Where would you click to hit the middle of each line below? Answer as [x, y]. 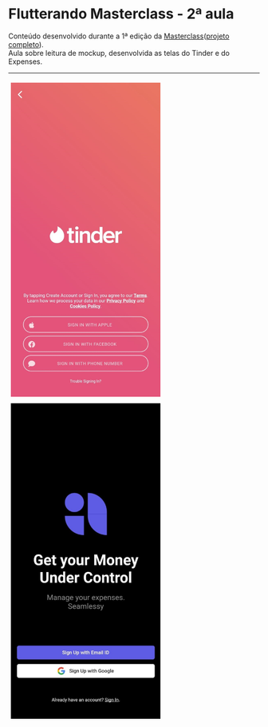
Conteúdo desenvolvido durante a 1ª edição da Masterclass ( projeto [119, 36]
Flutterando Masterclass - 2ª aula [121, 14]
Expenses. [26, 62]
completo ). [26, 44]
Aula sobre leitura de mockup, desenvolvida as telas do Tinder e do [119, 53]
